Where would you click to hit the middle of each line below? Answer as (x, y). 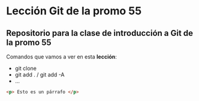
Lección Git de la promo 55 (74, 11)
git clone (26, 68)
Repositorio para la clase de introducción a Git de (100, 33)
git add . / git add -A (40, 75)
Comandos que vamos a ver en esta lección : (61, 57)
